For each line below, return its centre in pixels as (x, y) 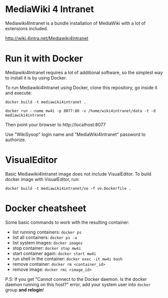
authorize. (16, 140)
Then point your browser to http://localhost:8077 (56, 125)
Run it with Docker (44, 59)
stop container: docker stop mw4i (47, 248)
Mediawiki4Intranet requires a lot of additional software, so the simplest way (84, 72)
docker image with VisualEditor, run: (42, 179)
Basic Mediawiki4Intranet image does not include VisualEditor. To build (78, 174)
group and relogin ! (25, 289)
